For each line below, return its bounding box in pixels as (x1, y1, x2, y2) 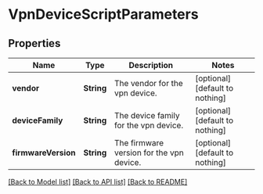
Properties (8, 37, 61, 50)
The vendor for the (114, 78, 183, 88)
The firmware (114, 138, 164, 148)
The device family (114, 110, 180, 120)
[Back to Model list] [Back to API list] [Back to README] (8, 178, 188, 186)
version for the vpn (114, 147, 184, 158)
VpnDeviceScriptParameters (8, 5, 199, 23)
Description (128, 60, 174, 70)
